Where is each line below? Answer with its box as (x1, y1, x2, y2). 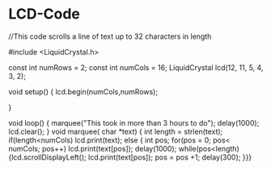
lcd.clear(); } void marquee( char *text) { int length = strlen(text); (8, 126, 223, 136)
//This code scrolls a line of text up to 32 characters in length (8, 31, 212, 41)
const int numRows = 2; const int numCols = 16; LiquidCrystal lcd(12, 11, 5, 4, (8, 62, 264, 73)
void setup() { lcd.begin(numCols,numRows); (8, 86, 159, 97)
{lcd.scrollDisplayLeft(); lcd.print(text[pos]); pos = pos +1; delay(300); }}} (8, 152, 252, 162)
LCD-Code (8, 5, 81, 23)
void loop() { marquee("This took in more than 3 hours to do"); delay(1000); (8, 118, 260, 127)
